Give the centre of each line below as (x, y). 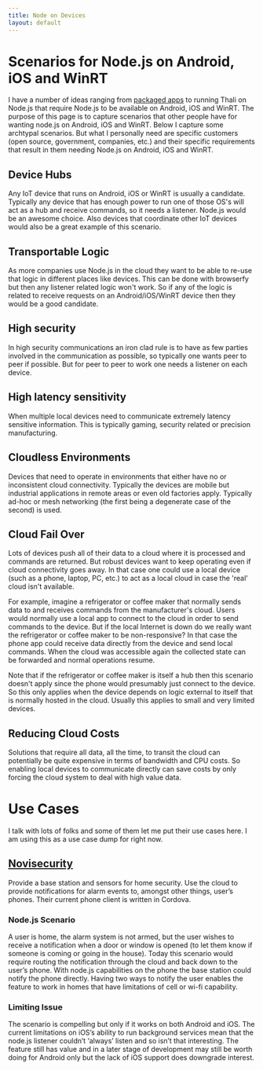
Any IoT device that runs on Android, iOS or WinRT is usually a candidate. (127, 194)
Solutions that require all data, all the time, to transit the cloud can (115, 752)
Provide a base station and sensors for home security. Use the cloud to (123, 882)
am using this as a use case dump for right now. (86, 839)
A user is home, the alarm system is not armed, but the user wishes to (121, 937)
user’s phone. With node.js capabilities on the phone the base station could (130, 970)
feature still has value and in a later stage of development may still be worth (130, 1050)
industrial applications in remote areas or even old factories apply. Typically (130, 493)
